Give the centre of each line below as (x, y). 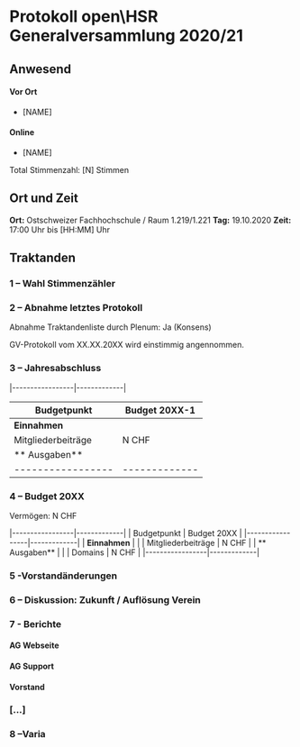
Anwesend (41, 69)
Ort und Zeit (44, 199)
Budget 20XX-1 (160, 410)
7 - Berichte (36, 624)
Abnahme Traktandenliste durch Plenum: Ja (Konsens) (110, 327)
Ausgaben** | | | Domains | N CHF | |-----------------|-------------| (134, 552)
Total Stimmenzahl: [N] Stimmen (69, 169)
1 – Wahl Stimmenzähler (62, 284)
